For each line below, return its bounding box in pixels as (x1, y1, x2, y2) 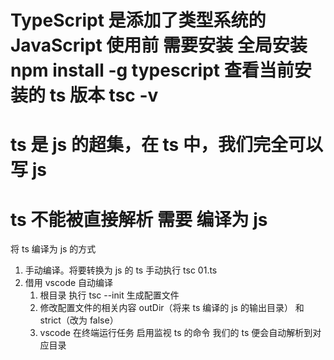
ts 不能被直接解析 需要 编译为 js (10, 208, 268, 231)
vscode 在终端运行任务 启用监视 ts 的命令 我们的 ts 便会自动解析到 (39, 327, 313, 339)
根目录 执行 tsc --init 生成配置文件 (39, 289, 180, 301)
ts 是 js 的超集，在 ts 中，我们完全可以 (10, 134, 323, 156)
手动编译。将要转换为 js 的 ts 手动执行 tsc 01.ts (24, 264, 218, 276)
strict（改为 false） (39, 314, 119, 326)
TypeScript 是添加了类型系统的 (10, 9, 267, 32)
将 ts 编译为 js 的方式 (10, 243, 97, 255)
